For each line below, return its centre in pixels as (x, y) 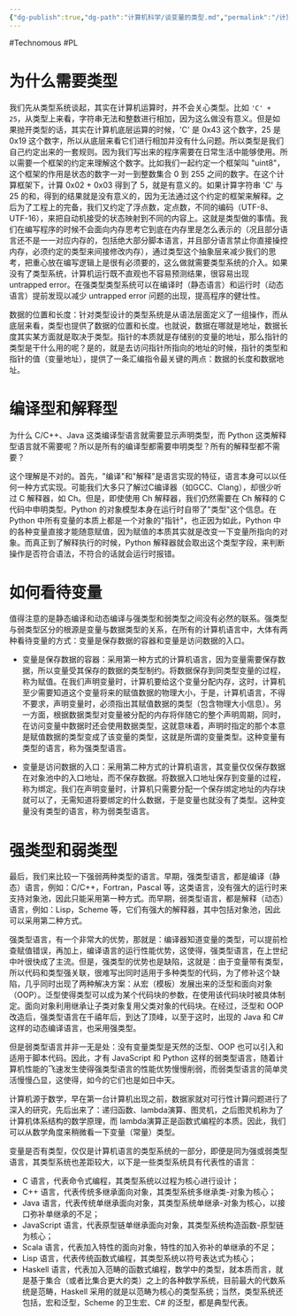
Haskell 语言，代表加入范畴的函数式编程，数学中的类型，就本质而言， (148, 1270)
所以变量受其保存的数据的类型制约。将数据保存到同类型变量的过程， (161, 670)
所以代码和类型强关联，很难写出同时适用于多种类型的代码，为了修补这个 (141, 973)
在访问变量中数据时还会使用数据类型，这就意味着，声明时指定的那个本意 (153, 726)
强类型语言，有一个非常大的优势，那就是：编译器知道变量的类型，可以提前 (145, 940)
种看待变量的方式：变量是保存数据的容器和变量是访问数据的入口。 (129, 641)
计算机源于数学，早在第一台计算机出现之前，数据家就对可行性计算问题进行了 (148, 1099)
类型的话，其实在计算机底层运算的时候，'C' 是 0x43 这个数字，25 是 (156, 129)
